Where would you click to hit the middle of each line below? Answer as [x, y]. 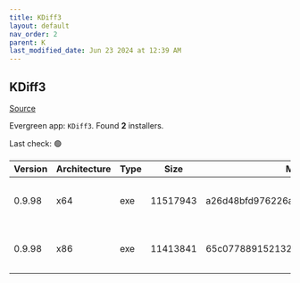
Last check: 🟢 [36, 143]
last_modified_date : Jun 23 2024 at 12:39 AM [95, 51]
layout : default [39, 26]
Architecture [84, 169]
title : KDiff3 [36, 17]
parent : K [28, 42]
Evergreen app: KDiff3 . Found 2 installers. [87, 125]
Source [22, 108]
